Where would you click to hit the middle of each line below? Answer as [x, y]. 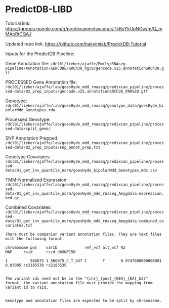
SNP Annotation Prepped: [32, 138]
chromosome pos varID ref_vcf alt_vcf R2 [65, 247]
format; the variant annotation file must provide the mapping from [79, 283]
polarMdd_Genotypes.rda [30, 110]
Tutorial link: [18, 23]
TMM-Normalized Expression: [37, 180]
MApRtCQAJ [18, 34]
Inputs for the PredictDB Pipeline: [40, 54]
